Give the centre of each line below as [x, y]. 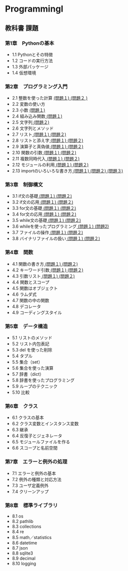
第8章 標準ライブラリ [31, 505]
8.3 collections [27, 526]
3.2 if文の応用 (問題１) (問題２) [43, 202]
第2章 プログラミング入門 [36, 86]
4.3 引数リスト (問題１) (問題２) [43, 276]
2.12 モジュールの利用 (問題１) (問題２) [50, 165]
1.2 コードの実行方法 [32, 60]
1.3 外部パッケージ [30, 67]
